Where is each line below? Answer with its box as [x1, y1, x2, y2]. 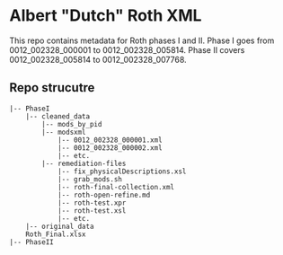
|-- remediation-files [41, 159, 127, 168]
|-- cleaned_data [25, 111, 91, 121]
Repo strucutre [9, 80, 95, 95]
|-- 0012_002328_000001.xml [57, 136, 164, 145]
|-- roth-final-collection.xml [57, 182, 175, 191]
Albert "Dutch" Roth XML [9, 5, 202, 26]
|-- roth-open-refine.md [57, 190, 151, 199]
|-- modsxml [41, 127, 87, 136]
